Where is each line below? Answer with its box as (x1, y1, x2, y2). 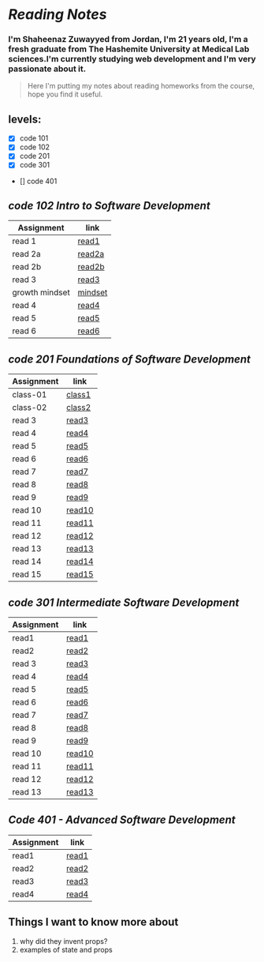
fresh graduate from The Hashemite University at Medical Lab (8, 43, 250, 54)
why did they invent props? (19, 936, 108, 945)
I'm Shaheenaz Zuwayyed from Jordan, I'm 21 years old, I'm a (8, 34, 248, 45)
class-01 (12, 389, 47, 400)
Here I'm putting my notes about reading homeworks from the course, (27, 81, 255, 91)
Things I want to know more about (8, 915, 179, 929)
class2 (66, 402, 91, 413)
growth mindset (12, 287, 71, 298)
